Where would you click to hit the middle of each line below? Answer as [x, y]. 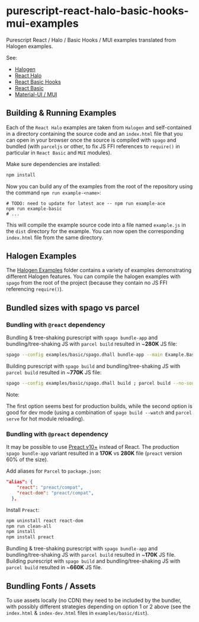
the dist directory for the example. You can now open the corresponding [95, 231]
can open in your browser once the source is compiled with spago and [91, 140]
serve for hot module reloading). [45, 419]
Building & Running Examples [61, 113]
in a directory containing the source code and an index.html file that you [94, 133]
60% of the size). [27, 460]
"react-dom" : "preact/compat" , [55, 493]
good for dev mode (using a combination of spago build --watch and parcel [99, 412]
